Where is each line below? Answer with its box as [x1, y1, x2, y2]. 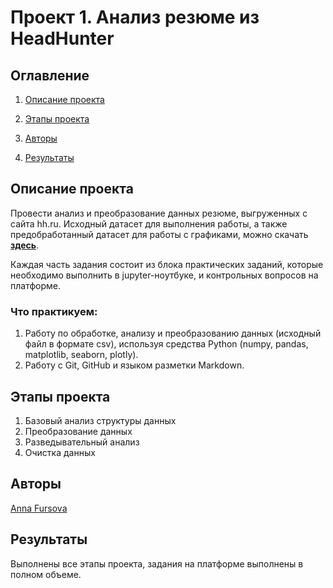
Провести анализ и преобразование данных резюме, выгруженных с [10, 207, 308, 219]
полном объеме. [10, 568, 82, 580]
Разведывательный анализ [24, 436, 140, 448]
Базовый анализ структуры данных [24, 414, 177, 426]
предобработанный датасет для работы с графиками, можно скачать [10, 228, 309, 240]
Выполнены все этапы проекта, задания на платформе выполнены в [10, 557, 304, 570]
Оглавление [10, 67, 90, 84]
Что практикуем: [10, 304, 98, 318]
